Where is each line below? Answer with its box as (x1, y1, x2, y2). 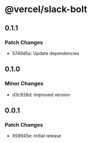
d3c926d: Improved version (12, 91, 70, 98)
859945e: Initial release (12, 133, 62, 139)
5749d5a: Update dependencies (12, 50, 79, 56)
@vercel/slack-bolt (5, 4, 87, 15)
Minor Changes (5, 80, 43, 87)
